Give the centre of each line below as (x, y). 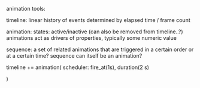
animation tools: (26, 9)
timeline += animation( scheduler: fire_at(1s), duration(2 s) (78, 67)
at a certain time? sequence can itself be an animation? (74, 56)
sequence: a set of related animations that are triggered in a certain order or (100, 49)
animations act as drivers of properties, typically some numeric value (91, 38)
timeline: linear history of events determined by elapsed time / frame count (98, 20)
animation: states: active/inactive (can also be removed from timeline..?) (95, 32)
